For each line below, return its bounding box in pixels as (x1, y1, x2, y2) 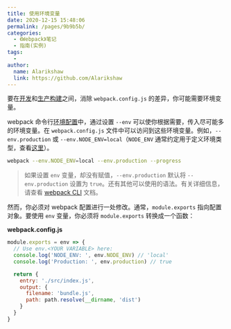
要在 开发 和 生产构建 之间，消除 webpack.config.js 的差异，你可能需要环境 (7, 94, 216, 103)
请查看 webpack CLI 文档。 (24, 188, 102, 197)
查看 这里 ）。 (19, 143, 53, 152)
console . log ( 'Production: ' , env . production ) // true (13, 258, 172, 265)
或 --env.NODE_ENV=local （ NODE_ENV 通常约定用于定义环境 (52, 135, 216, 143)
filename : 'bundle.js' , (25, 290, 95, 297)
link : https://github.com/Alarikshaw (13, 74, 123, 82)
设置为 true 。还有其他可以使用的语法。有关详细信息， (69, 179, 224, 188)
